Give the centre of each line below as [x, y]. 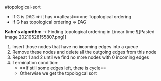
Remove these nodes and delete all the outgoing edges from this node [84, 52]
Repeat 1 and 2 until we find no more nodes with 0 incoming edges [80, 57]
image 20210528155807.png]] [36, 37]
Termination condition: [35, 62]
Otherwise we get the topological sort [58, 73]
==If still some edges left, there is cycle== [63, 68]
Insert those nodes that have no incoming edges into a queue [75, 46]
